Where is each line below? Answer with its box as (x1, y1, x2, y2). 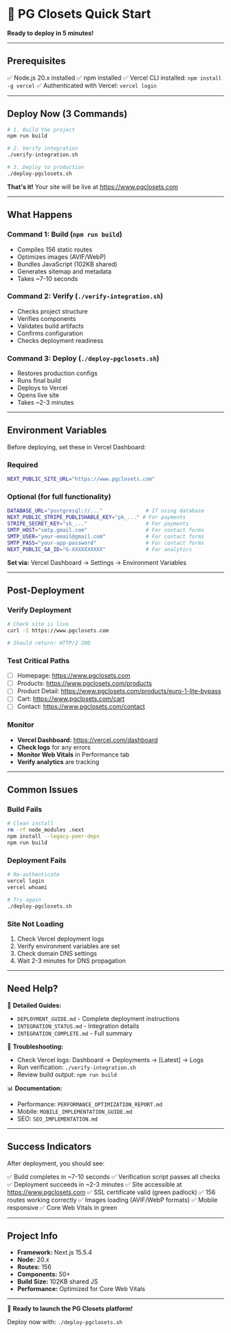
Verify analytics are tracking (16, 757, 100, 765)
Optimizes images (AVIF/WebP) (16, 252, 107, 260)
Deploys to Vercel (16, 384, 67, 392)
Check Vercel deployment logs (16, 934, 104, 943)
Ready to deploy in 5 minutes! (7, 29, 94, 37)
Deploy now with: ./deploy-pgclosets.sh (7, 1318, 122, 1326)
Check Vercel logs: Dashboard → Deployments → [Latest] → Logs (16, 1055, 204, 1064)
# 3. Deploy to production (7, 164, 85, 171)
